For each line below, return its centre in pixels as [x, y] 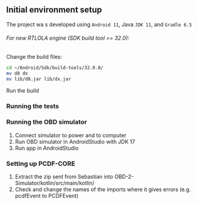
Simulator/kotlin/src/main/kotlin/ [54, 183]
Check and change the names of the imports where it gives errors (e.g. [103, 189]
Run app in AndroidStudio [47, 148]
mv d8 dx [17, 73]
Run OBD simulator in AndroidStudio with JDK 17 [75, 141]
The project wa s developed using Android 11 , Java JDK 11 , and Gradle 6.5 [99, 24]
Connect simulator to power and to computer [71, 135]
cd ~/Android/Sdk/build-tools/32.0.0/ [55, 68]
